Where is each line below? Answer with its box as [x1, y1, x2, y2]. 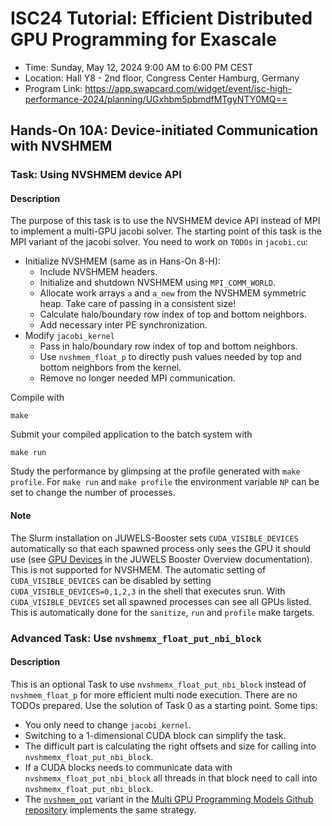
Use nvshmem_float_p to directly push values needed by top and [39, 351, 302, 363]
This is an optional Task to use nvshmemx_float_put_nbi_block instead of [10, 678, 307, 690]
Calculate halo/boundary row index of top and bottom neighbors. [39, 308, 308, 321]
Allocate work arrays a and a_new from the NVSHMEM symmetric [39, 287, 307, 299]
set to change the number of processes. [10, 487, 176, 499]
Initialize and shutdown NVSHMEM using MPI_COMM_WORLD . [39, 277, 277, 289]
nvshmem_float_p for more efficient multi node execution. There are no [10, 688, 298, 701]
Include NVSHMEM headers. [39, 266, 158, 278]
